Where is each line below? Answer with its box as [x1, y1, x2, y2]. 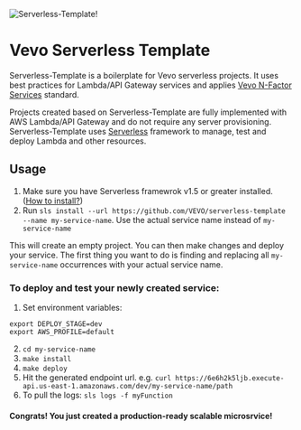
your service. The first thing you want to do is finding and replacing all [9, 249, 269, 260]
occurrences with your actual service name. [59, 258, 223, 270]
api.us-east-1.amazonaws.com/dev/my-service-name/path [22, 382, 233, 391]
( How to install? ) [22, 195, 84, 206]
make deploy [22, 364, 68, 374]
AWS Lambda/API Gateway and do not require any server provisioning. [9, 116, 272, 126]
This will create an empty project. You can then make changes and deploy [9, 239, 285, 250]
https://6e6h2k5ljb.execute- [175, 374, 285, 383]
